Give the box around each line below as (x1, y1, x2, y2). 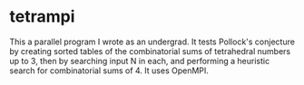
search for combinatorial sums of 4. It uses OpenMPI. (9, 65, 209, 76)
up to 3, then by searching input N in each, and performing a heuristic (9, 55, 270, 66)
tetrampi (9, 6, 75, 27)
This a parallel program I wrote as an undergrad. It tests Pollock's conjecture (9, 36, 295, 47)
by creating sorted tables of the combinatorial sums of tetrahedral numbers (9, 45, 291, 56)
